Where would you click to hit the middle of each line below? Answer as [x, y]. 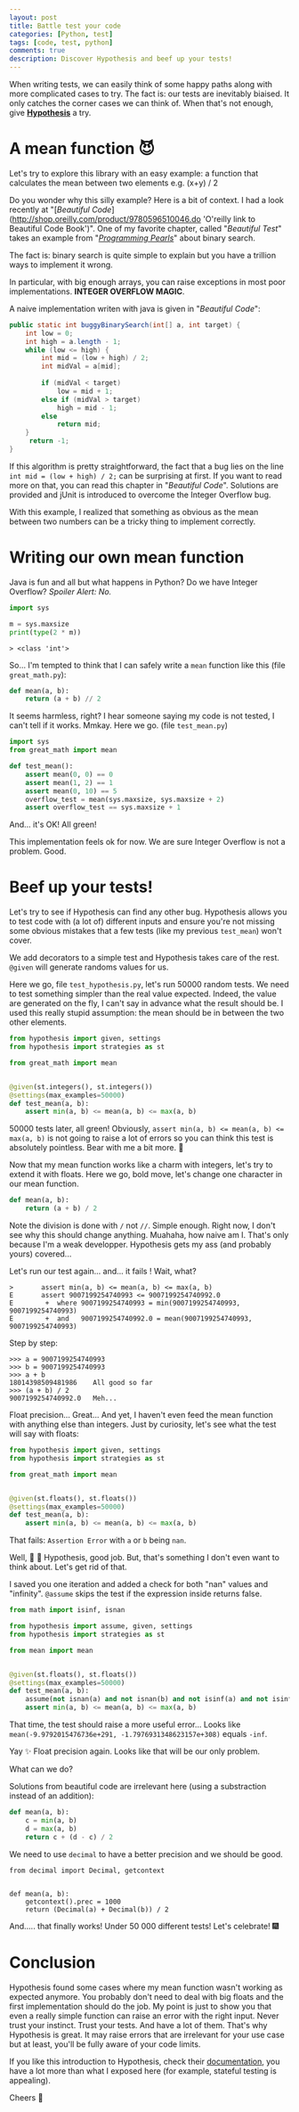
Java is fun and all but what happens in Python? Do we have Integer [133, 582]
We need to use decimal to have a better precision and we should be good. [146, 1854]
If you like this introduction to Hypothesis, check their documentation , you [145, 2061]
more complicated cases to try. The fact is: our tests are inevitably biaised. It [149, 94]
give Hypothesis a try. [50, 113]
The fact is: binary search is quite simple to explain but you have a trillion [143, 255]
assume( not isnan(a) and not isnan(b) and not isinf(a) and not [147, 1699]
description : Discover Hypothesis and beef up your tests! [121, 59]
